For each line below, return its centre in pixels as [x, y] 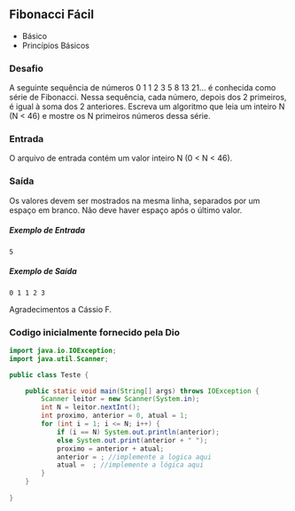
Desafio [27, 68]
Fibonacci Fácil [52, 15]
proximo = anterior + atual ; [110, 448]
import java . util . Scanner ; [59, 358]
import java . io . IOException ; [63, 350]
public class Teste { [49, 375]
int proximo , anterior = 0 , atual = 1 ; [115, 416]
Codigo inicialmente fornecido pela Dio [94, 332]
